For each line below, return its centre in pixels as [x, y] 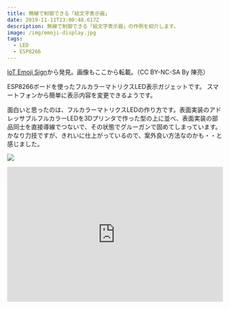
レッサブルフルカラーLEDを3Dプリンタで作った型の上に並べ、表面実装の [110, 118]
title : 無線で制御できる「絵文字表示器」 [59, 13]
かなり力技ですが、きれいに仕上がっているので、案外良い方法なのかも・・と [115, 135]
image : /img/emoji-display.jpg [52, 33]
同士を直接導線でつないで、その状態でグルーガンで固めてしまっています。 [117, 127]
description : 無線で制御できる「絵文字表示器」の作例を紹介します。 [93, 26]
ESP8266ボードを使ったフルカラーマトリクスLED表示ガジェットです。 [106, 86]
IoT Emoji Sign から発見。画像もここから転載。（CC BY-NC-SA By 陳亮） [108, 72]
